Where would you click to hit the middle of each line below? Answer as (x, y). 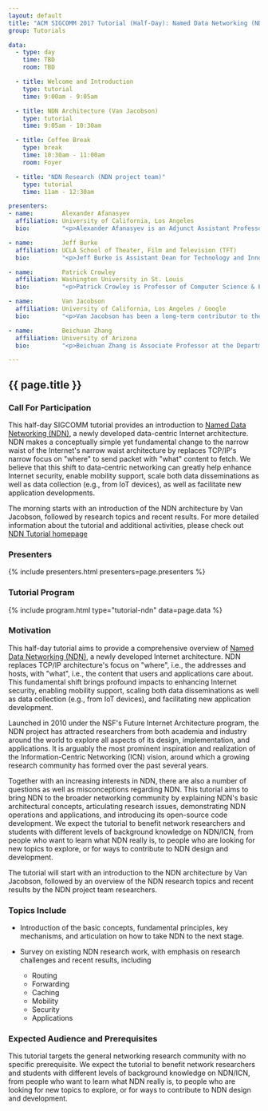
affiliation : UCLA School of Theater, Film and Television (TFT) (126, 250)
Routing (44, 976)
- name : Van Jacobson (57, 302)
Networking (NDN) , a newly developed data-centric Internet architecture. (128, 433)
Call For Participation (50, 407)
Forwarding (51, 984)
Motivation (30, 630)
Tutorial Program (41, 593)
